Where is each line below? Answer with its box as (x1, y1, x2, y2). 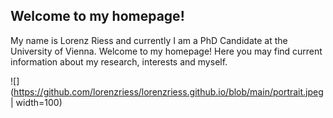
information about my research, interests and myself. (10, 55, 228, 68)
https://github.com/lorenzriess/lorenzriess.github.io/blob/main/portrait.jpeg (13, 85, 324, 98)
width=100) (15, 96, 63, 108)
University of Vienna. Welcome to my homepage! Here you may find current (10, 45, 323, 57)
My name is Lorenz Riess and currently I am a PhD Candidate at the (10, 34, 288, 46)
